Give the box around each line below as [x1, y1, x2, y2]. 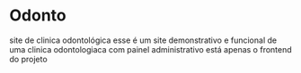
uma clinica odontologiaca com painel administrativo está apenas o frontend [9, 44, 292, 54]
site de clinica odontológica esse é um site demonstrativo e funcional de [9, 35, 277, 45]
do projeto [9, 53, 48, 64]
